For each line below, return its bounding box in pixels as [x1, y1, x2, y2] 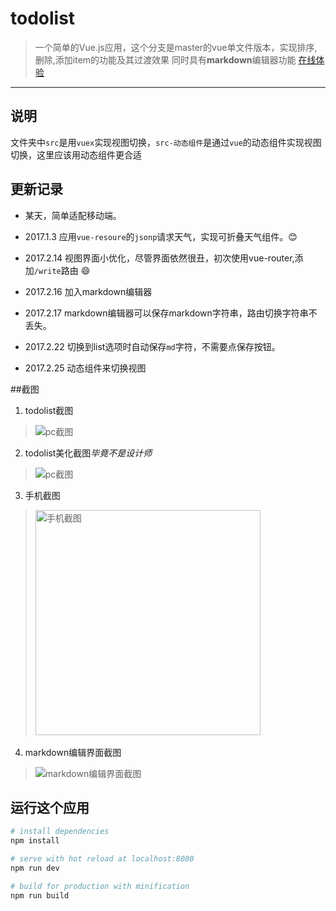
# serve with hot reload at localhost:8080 [10, 854, 195, 864]
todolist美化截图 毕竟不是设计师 [24, 447, 153, 459]
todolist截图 [24, 404, 74, 416]
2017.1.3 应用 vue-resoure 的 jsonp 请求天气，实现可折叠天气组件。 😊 [24, 230, 298, 242]
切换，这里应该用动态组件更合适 [10, 148, 142, 161]
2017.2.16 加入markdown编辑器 [24, 285, 153, 297]
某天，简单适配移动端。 [24, 209, 122, 221]
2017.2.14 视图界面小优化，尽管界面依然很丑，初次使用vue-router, [24, 252, 295, 264]
